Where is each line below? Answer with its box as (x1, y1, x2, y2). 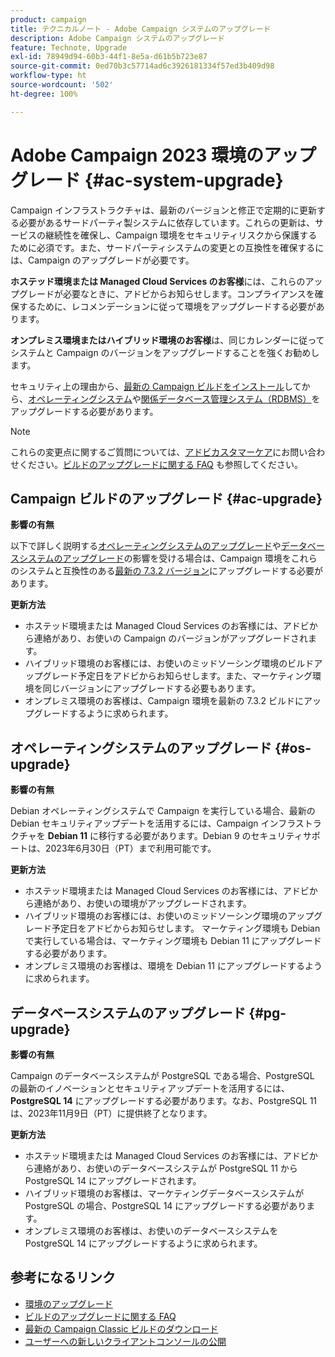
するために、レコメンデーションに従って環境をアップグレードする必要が (18, 300, 317, 312)
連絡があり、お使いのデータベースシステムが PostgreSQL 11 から (33, 1162, 298, 1174)
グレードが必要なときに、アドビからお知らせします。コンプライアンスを (18, 287, 315, 300)
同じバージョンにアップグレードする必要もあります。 (42, 682, 262, 695)
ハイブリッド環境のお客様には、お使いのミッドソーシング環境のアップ (24, 910, 315, 922)
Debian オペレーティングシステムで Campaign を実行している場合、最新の (10, 805, 316, 817)
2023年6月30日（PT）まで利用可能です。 (44, 842, 217, 855)
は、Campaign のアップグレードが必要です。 (10, 254, 195, 266)
